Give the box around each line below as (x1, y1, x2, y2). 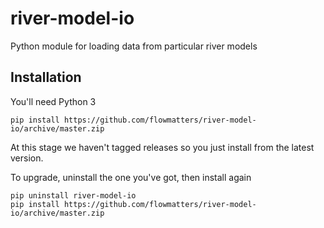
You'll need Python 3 (10, 95, 97, 107)
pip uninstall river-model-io (10, 190, 137, 201)
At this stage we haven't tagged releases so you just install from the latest (10, 141, 315, 153)
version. (10, 152, 44, 164)
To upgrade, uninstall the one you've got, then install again (10, 171, 252, 183)
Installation (10, 69, 82, 86)
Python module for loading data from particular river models (10, 40, 258, 52)
